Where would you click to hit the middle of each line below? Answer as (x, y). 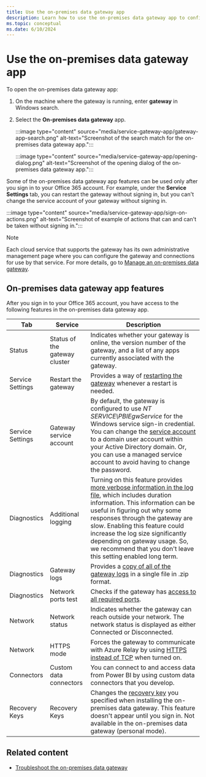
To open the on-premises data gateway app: (62, 89)
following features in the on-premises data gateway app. (78, 309)
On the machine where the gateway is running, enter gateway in (96, 101)
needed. (102, 391)
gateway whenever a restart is (134, 383)
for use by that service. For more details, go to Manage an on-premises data (103, 263)
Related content (37, 753)
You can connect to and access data (143, 667)
